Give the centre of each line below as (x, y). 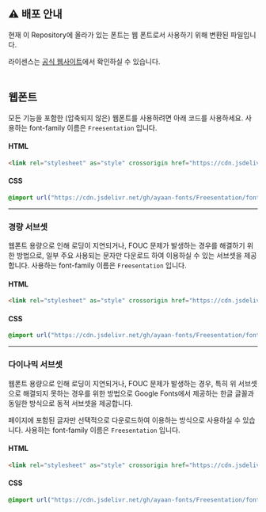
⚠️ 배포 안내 (35, 14)
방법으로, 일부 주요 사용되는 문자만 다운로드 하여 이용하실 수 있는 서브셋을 (129, 256)
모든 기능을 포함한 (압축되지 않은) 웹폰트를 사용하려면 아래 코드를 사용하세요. (126, 118)
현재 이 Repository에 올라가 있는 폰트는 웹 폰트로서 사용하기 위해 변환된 (119, 35)
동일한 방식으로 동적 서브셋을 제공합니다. (70, 403)
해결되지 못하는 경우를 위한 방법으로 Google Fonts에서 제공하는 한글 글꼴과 (139, 393)
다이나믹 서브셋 (36, 365)
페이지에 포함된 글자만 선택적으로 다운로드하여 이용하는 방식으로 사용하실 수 (125, 420)
